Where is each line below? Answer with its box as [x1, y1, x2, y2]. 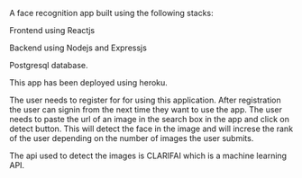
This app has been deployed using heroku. [9, 77, 169, 88]
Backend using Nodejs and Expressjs [9, 42, 147, 53]
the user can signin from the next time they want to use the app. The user [9, 104, 282, 115]
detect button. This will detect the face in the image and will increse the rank [9, 123, 294, 134]
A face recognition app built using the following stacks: [9, 8, 214, 18]
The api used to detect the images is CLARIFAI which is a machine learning [9, 150, 287, 161]
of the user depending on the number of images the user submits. [9, 133, 254, 143]
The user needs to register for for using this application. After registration [9, 94, 281, 105]
